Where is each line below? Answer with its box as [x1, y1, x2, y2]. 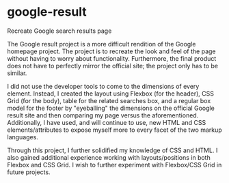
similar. [7, 69, 27, 77]
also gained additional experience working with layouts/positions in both [7, 153, 211, 161]
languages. [7, 132, 39, 141]
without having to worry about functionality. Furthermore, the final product [7, 54, 217, 62]
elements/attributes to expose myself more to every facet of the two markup [7, 126, 222, 134]
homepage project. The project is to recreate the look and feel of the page [7, 47, 216, 55]
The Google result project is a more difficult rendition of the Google [7, 40, 196, 48]
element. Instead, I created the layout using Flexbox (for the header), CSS [7, 89, 214, 98]
